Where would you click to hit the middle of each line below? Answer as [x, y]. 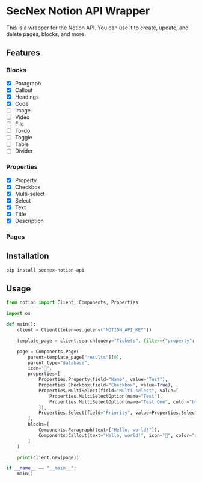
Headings [27, 97]
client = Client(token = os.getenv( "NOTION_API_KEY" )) [84, 330]
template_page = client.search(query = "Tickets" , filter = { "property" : [106, 341]
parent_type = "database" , [59, 363]
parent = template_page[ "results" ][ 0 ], [75, 357]
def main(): [21, 325]
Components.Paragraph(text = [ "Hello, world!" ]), [99, 430]
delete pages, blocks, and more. [46, 34]
